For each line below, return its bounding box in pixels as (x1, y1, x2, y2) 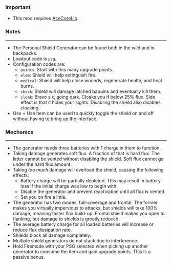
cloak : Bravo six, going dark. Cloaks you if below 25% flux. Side (20, 93, 156, 100)
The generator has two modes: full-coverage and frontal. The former (12, 199, 158, 205)
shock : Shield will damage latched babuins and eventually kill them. (20, 88, 161, 94)
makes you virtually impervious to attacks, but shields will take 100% (12, 204, 158, 211)
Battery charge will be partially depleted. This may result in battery (20, 177, 161, 183)
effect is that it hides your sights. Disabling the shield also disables (20, 99, 161, 105)
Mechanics (5, 128, 34, 136)
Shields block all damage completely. (12, 232, 91, 238)
